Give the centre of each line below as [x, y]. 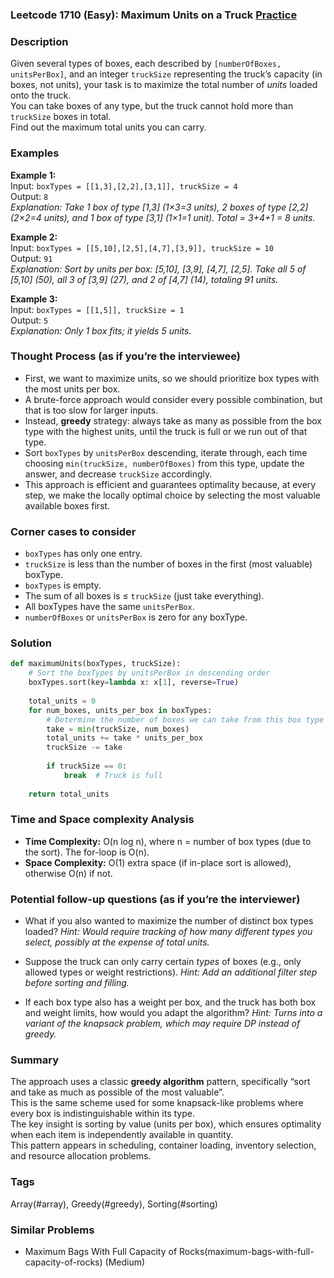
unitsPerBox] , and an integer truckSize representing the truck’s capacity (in [166, 74]
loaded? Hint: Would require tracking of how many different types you [168, 932]
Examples [35, 153]
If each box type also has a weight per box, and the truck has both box [170, 1002]
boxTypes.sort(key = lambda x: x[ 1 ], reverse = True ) [134, 683]
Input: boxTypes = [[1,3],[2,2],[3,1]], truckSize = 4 [124, 185]
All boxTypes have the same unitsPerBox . [109, 607]
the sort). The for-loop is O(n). [87, 852]
